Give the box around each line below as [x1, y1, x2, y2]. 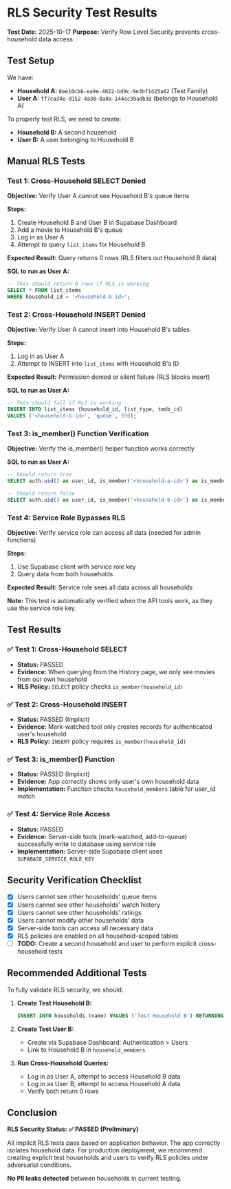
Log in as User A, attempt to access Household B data [27, 1072, 181, 1081]
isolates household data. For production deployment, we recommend [7, 1146, 203, 1154]
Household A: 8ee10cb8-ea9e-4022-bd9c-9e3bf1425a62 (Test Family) [16, 86, 208, 95]
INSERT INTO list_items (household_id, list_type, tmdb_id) [7, 406, 184, 413]
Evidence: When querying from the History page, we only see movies [16, 667, 215, 676]
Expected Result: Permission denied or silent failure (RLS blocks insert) [7, 373, 210, 381]
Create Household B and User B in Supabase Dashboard [16, 219, 177, 227]
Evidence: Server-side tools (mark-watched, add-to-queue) [16, 832, 188, 841]
